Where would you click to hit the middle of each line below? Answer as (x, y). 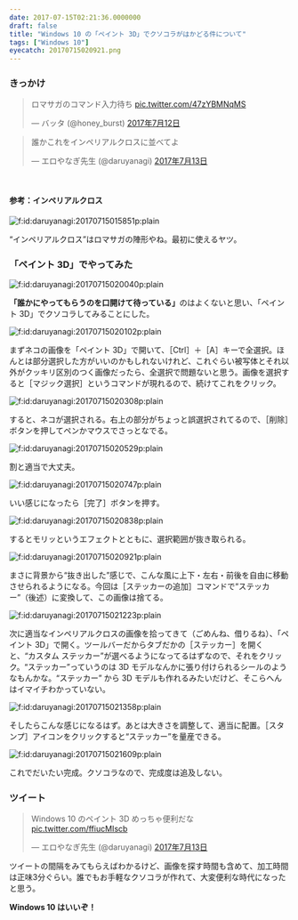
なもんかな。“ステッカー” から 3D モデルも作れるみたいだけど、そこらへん (146, 678)
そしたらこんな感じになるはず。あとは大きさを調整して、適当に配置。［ (139, 725)
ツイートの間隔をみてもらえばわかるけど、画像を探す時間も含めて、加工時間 (149, 866)
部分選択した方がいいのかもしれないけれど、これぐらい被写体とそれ (157, 360)
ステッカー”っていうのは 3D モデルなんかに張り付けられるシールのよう (157, 666)
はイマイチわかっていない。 (60, 689)
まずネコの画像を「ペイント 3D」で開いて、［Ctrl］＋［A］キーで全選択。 (143, 350)
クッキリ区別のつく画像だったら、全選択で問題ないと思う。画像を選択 (153, 372)
